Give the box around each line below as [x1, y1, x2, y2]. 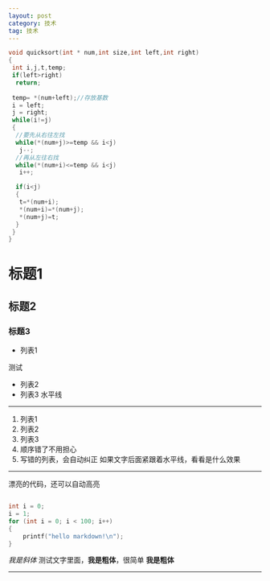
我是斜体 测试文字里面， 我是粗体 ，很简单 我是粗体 [8, 555, 174, 565]
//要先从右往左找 [15, 131, 65, 139]
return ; [15, 78, 42, 87]
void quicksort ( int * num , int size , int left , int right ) [8, 49, 199, 57]
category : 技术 [8, 19, 57, 27]
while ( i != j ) [11, 116, 52, 125]
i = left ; [11, 101, 45, 109]
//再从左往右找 [15, 154, 59, 162]
